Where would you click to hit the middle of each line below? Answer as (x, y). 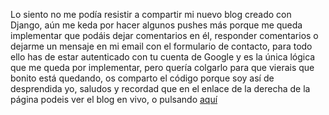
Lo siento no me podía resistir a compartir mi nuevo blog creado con (151, 14)
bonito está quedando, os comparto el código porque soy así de (142, 78)
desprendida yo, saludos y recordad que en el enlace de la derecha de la (160, 88)
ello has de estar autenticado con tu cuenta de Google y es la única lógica (163, 57)
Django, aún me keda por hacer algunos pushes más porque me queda (156, 25)
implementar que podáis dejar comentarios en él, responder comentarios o (164, 35)
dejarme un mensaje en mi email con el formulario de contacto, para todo (161, 46)
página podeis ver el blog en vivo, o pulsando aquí (114, 99)
